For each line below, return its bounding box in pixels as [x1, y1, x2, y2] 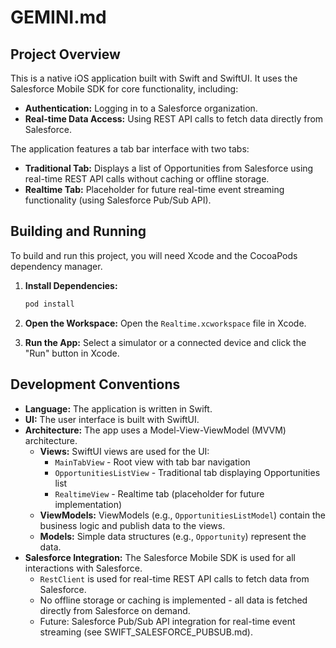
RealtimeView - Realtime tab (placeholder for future [54, 487, 265, 500]
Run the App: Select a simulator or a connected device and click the [24, 336, 307, 348]
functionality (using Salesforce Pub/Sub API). [24, 194, 212, 206]
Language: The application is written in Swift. [24, 402, 213, 415]
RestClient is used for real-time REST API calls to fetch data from [39, 572, 310, 585]
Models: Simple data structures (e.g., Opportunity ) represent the [39, 530, 307, 542]
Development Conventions [10, 376, 181, 393]
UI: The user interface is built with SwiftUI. [24, 413, 200, 425]
